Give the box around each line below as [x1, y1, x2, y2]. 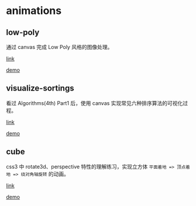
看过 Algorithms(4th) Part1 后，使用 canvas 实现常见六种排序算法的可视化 [6, 99, 183, 106]
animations [6, 4, 62, 18]
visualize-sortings [6, 83, 74, 93]
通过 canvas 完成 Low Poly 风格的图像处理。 [6, 44, 113, 50]
